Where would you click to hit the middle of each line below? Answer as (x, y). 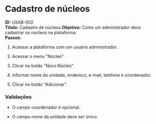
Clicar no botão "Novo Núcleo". (43, 66)
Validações (18, 96)
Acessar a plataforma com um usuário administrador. (65, 47)
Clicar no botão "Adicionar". (40, 84)
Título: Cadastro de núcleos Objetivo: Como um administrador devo (73, 27)
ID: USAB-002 (19, 22)
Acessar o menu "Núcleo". (38, 56)
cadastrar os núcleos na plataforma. (41, 32)
